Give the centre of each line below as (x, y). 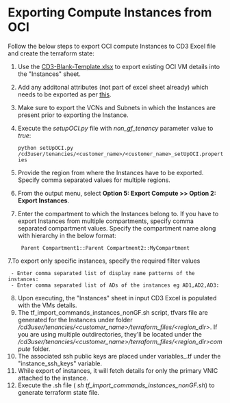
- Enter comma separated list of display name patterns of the (103, 273)
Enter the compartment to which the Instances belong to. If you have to (118, 213)
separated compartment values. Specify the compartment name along (117, 228)
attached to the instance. (53, 378)
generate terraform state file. (59, 392)
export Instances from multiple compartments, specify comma (106, 221)
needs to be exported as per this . (64, 94)
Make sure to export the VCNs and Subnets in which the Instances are (117, 107)
